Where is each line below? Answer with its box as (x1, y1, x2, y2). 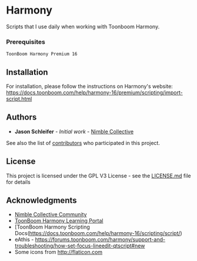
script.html (6, 95, 32, 103)
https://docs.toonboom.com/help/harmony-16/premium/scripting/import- (6, 89, 183, 96)
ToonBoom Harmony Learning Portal (14, 217, 103, 224)
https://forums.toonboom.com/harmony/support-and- (35, 236, 166, 243)
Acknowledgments (6, 196, 78, 206)
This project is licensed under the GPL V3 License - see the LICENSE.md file (6, 172, 191, 179)
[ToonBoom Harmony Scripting (14, 223, 90, 230)
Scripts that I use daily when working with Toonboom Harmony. (6, 23, 160, 30)
